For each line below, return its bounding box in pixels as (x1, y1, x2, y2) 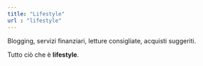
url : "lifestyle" (7, 17, 62, 24)
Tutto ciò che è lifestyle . (7, 50, 79, 59)
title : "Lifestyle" (7, 10, 65, 18)
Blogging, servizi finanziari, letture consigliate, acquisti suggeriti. (7, 36, 197, 45)
